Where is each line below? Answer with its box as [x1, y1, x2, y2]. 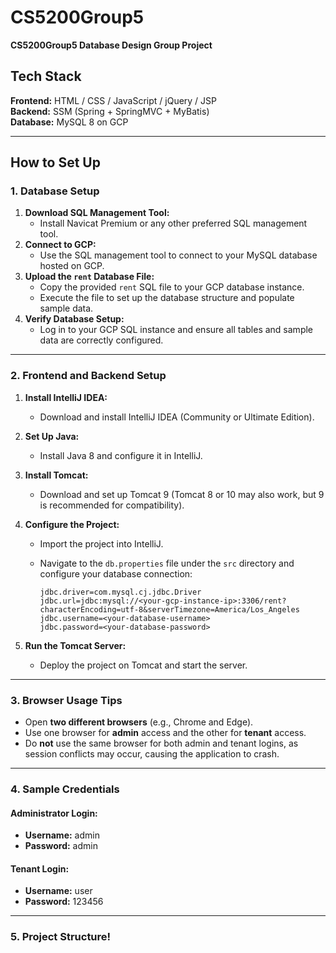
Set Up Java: [24, 430, 80, 442]
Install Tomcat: [24, 469, 89, 481]
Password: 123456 [24, 896, 104, 908]
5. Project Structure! [10, 930, 112, 944]
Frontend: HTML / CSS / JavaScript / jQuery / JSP [10, 94, 218, 106]
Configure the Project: [24, 518, 120, 530]
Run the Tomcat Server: [24, 639, 127, 651]
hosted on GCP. [39, 260, 105, 272]
